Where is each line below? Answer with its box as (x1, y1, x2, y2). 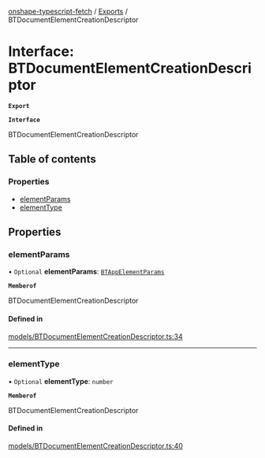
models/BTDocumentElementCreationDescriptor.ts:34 (8, 331, 183, 341)
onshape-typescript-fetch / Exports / (8, 7, 129, 16)
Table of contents (8, 153, 96, 166)
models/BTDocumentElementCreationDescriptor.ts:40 (8, 441, 184, 451)
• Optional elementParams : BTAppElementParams (8, 267, 165, 277)
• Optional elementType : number (8, 376, 114, 385)
